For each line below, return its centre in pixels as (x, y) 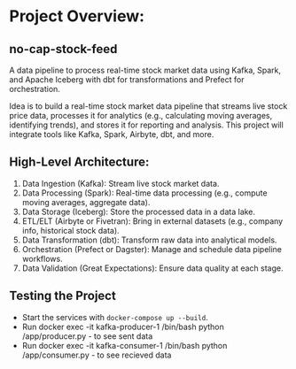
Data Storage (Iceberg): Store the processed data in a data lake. (138, 211)
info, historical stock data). (70, 230)
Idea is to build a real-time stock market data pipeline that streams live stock (148, 106)
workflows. (43, 258)
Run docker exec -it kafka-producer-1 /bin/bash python (123, 327)
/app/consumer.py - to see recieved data (97, 355)
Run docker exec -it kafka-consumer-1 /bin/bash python (125, 345)
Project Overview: (77, 16)
